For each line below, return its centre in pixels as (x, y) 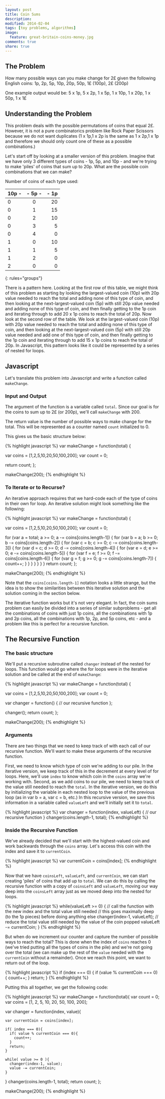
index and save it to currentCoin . (38, 851)
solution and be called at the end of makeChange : (53, 674)
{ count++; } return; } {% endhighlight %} (47, 978)
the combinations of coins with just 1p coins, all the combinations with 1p (79, 613)
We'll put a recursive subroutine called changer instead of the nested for (78, 664)
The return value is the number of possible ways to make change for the (78, 422)
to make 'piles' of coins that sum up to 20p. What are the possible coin (77, 167)
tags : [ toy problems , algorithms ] (41, 28)
